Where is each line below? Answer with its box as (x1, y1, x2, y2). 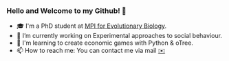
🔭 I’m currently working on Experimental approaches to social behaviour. (16, 32, 223, 40)
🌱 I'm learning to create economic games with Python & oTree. (16, 39, 194, 47)
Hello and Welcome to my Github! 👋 (6, 6, 127, 16)
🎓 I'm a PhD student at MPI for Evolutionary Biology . (16, 22, 167, 30)
